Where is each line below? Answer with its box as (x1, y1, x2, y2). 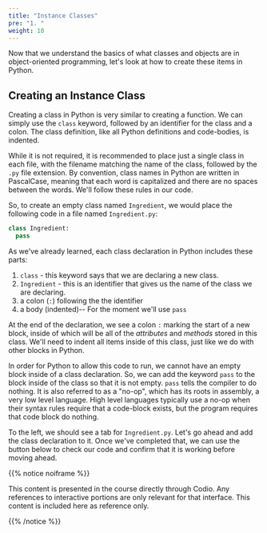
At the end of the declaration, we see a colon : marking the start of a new (8, 319, 250, 329)
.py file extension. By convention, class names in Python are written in (8, 168, 240, 178)
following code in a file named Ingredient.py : (8, 209, 158, 218)
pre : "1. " (8, 19, 45, 27)
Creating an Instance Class (8, 89, 145, 102)
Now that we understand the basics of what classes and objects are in (8, 49, 240, 58)
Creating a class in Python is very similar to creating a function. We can (8, 110, 244, 120)
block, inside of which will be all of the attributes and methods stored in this (8, 328, 257, 338)
